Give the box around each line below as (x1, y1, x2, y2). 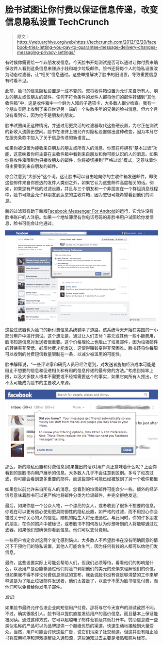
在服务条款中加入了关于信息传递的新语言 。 (5, 135, 90, 140)
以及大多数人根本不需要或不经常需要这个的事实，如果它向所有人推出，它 (13, 373, 158, 379)
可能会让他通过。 (21, 220, 56, 226)
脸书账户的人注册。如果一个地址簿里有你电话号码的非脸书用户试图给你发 (5, 214, 149, 220)
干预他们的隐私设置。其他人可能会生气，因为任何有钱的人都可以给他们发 (13, 543, 158, 549)
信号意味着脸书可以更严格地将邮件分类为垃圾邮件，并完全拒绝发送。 (5, 492, 141, 498)
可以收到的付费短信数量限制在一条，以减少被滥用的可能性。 (5, 351, 124, 357)
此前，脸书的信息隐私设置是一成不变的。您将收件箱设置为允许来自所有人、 (5, 88, 154, 94)
